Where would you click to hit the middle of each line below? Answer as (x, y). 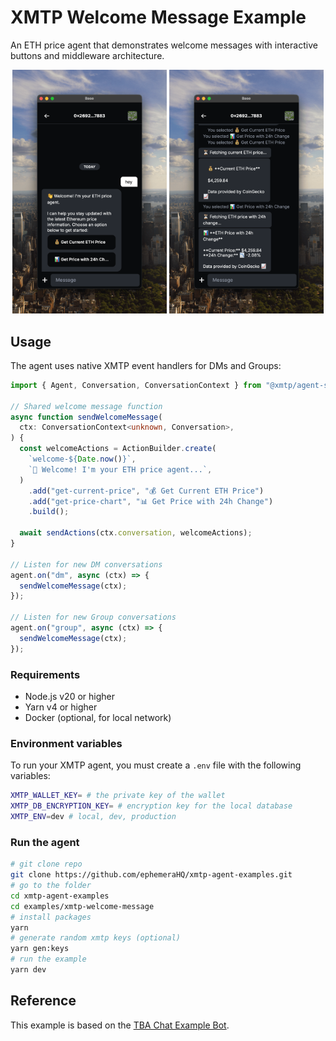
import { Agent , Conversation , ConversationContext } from (136, 385)
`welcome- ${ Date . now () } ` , (82, 459)
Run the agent (45, 842)
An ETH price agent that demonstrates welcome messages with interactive (164, 45)
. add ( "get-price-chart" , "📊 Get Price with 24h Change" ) (151, 501)
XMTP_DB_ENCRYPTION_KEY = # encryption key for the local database (151, 806)
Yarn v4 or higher (61, 707)
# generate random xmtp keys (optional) (96, 938)
